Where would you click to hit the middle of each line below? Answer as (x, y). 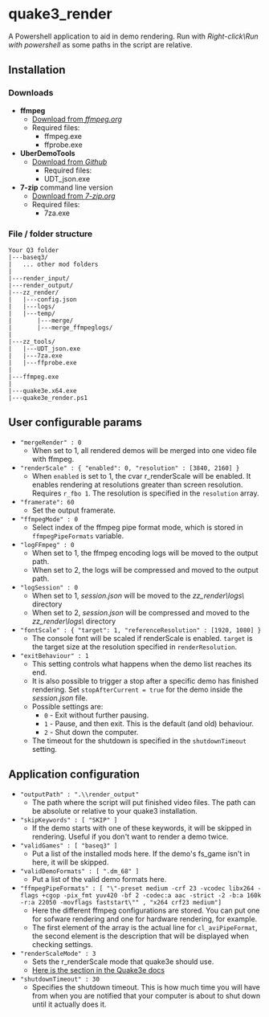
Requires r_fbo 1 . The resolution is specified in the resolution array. (145, 493)
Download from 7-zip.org (73, 196)
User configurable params (75, 423)
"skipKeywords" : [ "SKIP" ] (69, 820)
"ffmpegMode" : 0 (49, 519)
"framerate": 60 (47, 502)
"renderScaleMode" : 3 (58, 954)
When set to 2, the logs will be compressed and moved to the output (145, 570)
